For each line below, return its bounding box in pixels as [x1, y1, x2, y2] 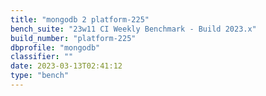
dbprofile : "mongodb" [10, 42, 101, 53]
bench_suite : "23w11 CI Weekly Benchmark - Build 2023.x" [10, 24, 257, 34]
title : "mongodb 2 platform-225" [10, 14, 150, 25]
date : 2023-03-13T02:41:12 [10, 61, 123, 71]
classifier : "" [10, 52, 74, 62]
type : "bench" [10, 71, 70, 81]
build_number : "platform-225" [10, 33, 137, 43]
